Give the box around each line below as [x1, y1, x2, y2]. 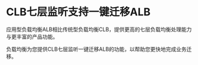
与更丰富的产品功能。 [6, 33, 58, 40]
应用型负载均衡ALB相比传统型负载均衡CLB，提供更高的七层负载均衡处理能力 [6, 26, 192, 33]
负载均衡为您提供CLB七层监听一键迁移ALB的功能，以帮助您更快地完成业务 [6, 45, 187, 53]
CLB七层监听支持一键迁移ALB [6, 5, 151, 19]
